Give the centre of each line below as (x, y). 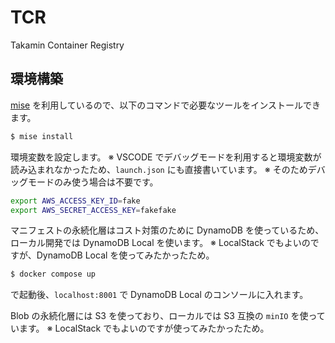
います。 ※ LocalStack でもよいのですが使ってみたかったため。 (140, 328)
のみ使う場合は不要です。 (106, 182)
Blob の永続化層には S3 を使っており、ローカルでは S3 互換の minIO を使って (168, 316)
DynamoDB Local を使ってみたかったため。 (125, 255)
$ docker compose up (53, 274)
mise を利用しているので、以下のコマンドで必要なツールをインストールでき (165, 105)
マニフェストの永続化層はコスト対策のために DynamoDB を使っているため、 (167, 230)
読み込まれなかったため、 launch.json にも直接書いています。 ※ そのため (159, 169)
